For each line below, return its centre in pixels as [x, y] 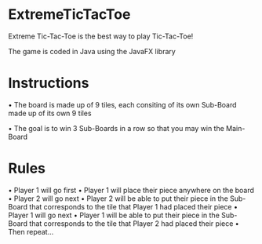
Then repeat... [31, 231]
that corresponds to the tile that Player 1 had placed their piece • [133, 206]
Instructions [49, 83]
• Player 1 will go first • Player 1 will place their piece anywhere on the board [131, 190]
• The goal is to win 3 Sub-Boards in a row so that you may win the [116, 128]
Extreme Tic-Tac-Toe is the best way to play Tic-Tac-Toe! [101, 36]
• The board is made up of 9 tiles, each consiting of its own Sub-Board [122, 104]
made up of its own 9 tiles [50, 113]
